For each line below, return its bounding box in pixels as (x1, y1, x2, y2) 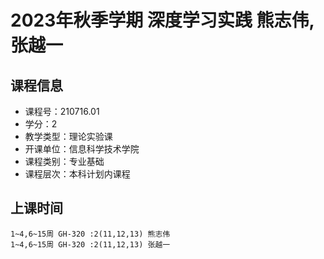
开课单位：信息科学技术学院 (24, 143, 140, 155)
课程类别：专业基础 (24, 156, 105, 167)
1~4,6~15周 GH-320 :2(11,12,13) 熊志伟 (10, 229, 171, 239)
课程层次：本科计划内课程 (24, 168, 131, 180)
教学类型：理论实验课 (24, 131, 113, 142)
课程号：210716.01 (24, 106, 100, 117)
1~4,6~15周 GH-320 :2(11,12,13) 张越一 (10, 239, 171, 250)
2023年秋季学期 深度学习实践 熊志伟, (10, 9, 315, 32)
